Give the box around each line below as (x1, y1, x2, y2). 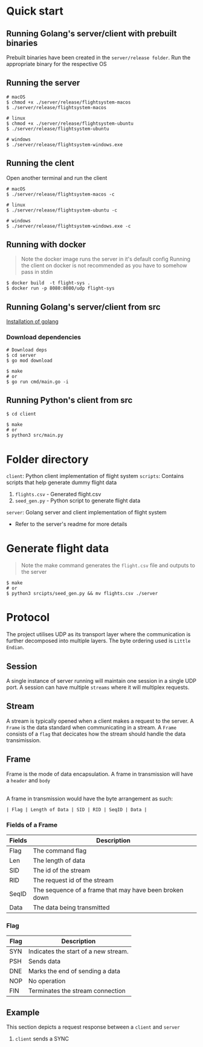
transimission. (6, 736, 41, 743)
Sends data (28, 957, 61, 966)
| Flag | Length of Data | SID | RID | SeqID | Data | (6, 806, 147, 813)
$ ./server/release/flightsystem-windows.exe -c (6, 223, 131, 229)
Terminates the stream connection (28, 986, 126, 995)
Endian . (6, 643, 24, 651)
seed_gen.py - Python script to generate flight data (14, 497, 141, 504)
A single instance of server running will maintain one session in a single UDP (6, 677, 196, 684)
